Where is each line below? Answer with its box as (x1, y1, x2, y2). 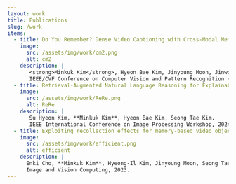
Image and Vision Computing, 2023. (25, 166, 131, 174)
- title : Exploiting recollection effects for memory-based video (13, 127, 212, 134)
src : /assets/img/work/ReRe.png (25, 95, 121, 102)
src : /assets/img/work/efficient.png (25, 141, 137, 148)
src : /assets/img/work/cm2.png (25, 50, 118, 57)
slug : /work (7, 23, 42, 30)
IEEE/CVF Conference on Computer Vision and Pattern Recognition (29, 75, 225, 83)
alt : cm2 (25, 56, 52, 63)
